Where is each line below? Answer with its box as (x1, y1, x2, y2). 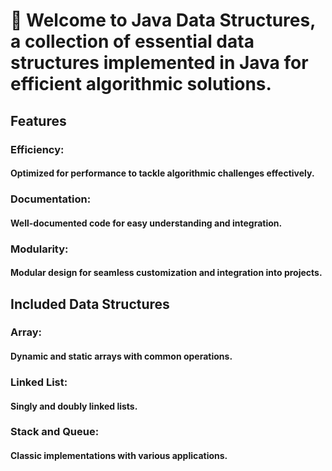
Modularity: (10, 242, 69, 256)
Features (10, 112, 67, 129)
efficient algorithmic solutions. (10, 73, 272, 96)
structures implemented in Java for (10, 52, 309, 74)
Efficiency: (10, 142, 65, 156)
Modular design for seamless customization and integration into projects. (10, 267, 323, 279)
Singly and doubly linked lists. (10, 400, 138, 412)
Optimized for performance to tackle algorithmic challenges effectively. (10, 167, 315, 179)
